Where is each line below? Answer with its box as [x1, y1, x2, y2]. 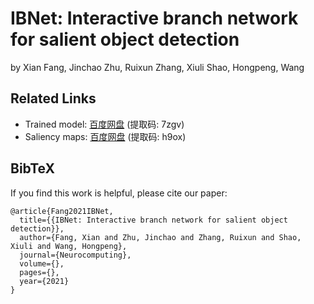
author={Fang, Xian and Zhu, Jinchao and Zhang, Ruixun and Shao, [19, 232, 302, 242]
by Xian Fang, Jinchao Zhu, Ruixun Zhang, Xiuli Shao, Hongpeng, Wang [10, 61, 305, 73]
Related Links [10, 90, 97, 107]
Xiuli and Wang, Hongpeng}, [10, 241, 128, 251]
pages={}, [19, 267, 60, 277]
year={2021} [19, 276, 70, 286]
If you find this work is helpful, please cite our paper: [10, 187, 228, 199]
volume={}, [19, 258, 65, 269]
